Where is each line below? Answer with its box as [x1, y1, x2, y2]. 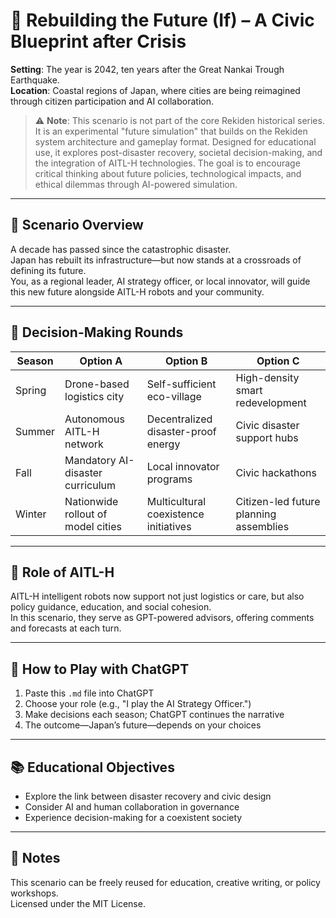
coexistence [146, 507, 205, 521]
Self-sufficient [146, 377, 217, 391]
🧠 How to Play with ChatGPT [10, 660, 190, 678]
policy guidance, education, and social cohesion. [10, 601, 212, 613]
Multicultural [146, 494, 207, 508]
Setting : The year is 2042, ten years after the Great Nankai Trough [10, 63, 285, 75]
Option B [165, 354, 208, 368]
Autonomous [64, 412, 125, 426]
